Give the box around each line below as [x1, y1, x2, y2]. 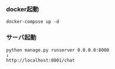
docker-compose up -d [6, 19, 60, 25]
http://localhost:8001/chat [6, 57, 75, 63]
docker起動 [6, 5, 40, 13]
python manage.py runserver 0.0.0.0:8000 [6, 47, 110, 53]
